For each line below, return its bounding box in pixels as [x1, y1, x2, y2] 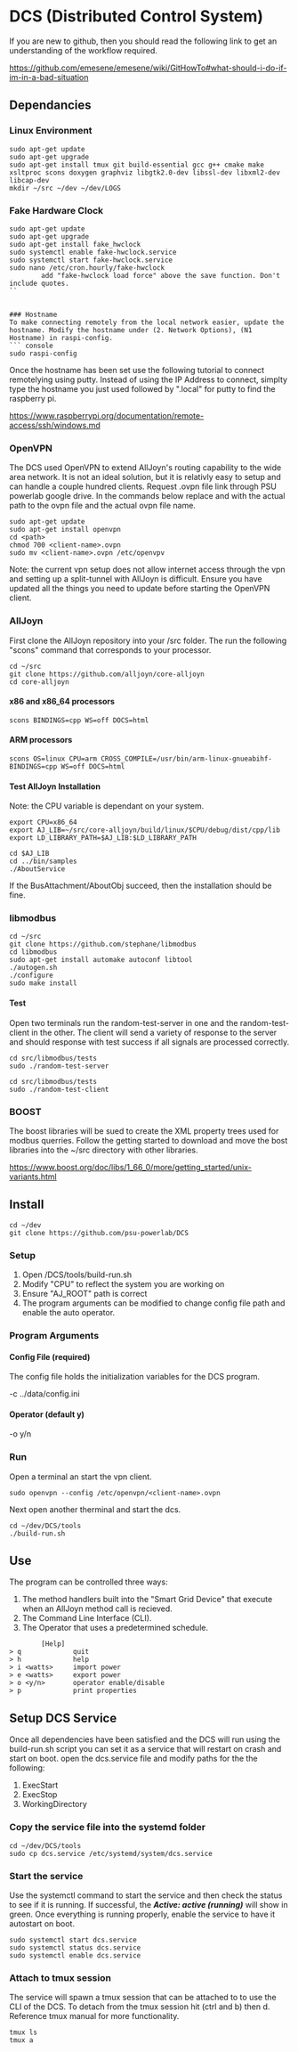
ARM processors [9, 735, 73, 745]
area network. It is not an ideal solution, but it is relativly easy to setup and [9, 472, 282, 483]
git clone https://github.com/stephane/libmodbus [9, 940, 197, 949]
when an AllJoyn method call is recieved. [21, 1603, 173, 1614]
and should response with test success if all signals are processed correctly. [9, 1036, 290, 1047]
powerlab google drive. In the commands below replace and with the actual [9, 491, 286, 501]
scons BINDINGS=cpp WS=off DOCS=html [9, 715, 149, 725]
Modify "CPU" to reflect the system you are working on [21, 1279, 225, 1290]
